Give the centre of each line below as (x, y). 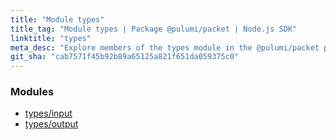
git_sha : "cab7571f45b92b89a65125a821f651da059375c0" (125, 57)
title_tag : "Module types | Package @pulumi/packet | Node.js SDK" (154, 29)
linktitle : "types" (51, 38)
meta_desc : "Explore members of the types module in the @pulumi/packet (165, 47)
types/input (48, 113)
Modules (32, 92)
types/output (51, 124)
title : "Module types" (57, 19)
